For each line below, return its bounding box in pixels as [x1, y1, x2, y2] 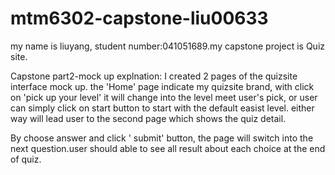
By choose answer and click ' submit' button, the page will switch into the [10, 132, 314, 144]
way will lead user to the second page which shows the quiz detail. [10, 112, 287, 124]
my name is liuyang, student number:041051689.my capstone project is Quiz [10, 40, 326, 52]
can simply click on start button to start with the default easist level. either [10, 102, 315, 114]
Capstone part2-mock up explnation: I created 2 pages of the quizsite [10, 70, 298, 82]
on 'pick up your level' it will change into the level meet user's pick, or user [10, 91, 318, 103]
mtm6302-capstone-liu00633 [10, 7, 269, 30]
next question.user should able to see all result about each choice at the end [10, 142, 326, 154]
